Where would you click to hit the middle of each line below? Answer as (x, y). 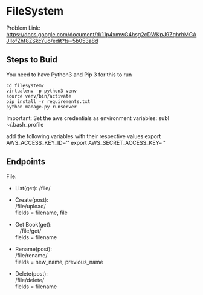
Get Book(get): (33, 224)
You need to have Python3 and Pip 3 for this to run (69, 75)
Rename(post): (34, 249)
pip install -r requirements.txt (48, 101)
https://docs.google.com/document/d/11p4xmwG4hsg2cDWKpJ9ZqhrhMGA (101, 34)
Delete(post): (31, 273)
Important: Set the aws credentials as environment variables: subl (88, 118)
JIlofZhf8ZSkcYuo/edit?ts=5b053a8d (52, 41)
